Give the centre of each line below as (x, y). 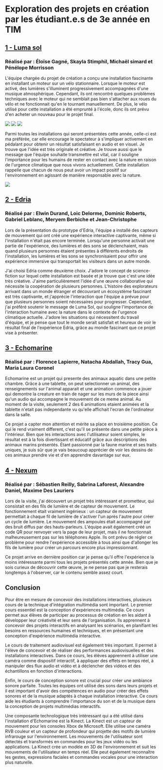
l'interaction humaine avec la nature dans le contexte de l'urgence (71, 312)
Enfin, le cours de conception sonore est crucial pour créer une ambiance (79, 680)
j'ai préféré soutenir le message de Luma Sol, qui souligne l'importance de (79, 307)
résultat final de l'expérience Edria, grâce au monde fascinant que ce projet (80, 328)
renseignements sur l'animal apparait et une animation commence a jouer (78, 389)
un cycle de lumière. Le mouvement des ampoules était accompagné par (78, 521)
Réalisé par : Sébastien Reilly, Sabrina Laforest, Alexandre (75, 484)
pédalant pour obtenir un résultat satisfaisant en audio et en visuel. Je (75, 144)
